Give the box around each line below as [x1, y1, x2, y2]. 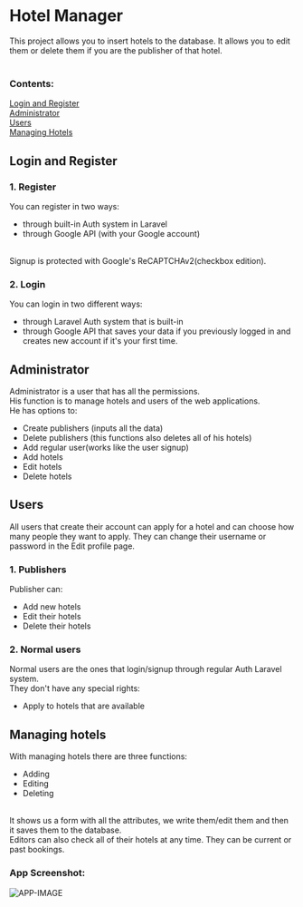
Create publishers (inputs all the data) [22, 423, 164, 434]
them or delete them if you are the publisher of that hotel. [9, 44, 223, 55]
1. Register [9, 180, 57, 193]
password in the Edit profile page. [9, 541, 136, 551]
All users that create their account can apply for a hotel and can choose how [9, 521, 295, 532]
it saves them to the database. [9, 824, 122, 835]
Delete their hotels [22, 620, 91, 631]
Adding [22, 768, 50, 780]
